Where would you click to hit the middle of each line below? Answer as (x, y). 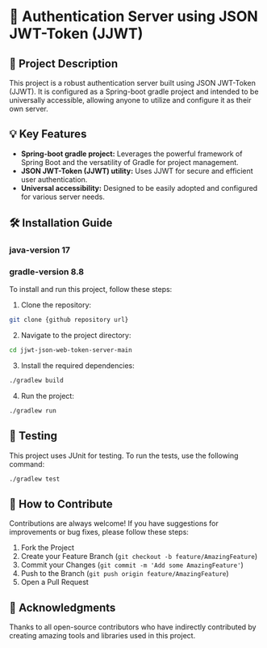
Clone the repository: (56, 305)
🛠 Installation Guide (61, 223)
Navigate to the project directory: (76, 336)
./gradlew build (36, 381)
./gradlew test (35, 479)
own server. (29, 109)
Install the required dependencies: (78, 366)
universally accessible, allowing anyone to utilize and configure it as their (130, 100)
